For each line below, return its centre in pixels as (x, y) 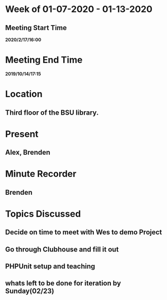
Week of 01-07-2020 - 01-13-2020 (79, 9)
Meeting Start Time (36, 28)
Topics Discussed (43, 214)
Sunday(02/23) (30, 291)
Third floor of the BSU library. (52, 112)
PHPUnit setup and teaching (50, 266)
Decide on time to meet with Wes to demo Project (83, 232)
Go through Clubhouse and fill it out (62, 249)
